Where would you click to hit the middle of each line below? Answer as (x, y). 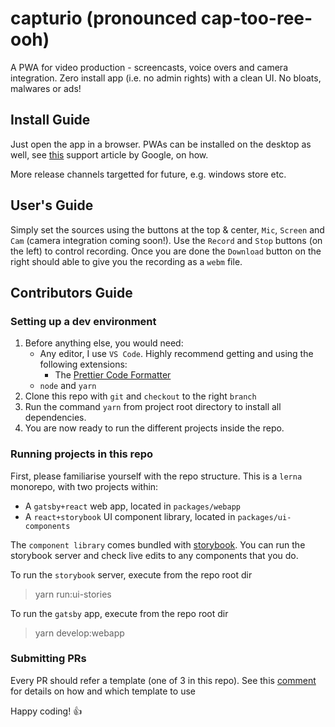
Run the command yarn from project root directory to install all (153, 407)
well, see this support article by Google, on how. (109, 154)
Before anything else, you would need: (104, 343)
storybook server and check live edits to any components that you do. (154, 555)
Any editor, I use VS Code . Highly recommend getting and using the (176, 354)
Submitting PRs (48, 659)
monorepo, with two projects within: (84, 486)
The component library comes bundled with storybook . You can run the (158, 544)
